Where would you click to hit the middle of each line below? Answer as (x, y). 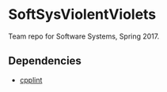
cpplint (31, 79)
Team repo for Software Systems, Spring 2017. (84, 36)
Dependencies (45, 61)
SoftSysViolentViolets (82, 15)
